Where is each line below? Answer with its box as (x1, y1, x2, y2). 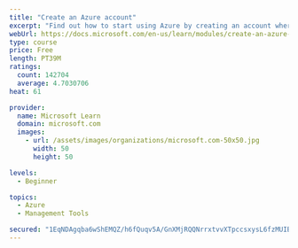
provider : (9, 103, 46, 112)
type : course (9, 37, 58, 47)
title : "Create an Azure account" (9, 12, 137, 22)
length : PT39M (9, 54, 62, 63)
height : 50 (32, 152, 74, 161)
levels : (9, 168, 38, 177)
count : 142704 (17, 71, 69, 80)
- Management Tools (17, 209, 90, 218)
